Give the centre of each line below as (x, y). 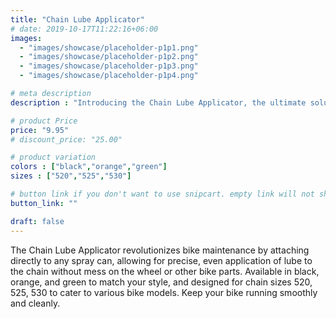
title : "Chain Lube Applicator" (77, 19)
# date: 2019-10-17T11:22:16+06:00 (84, 29)
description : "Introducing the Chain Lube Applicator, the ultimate (158, 102)
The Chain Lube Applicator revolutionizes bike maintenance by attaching (160, 250)
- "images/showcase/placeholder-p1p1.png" (109, 47)
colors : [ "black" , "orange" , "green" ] (89, 167)
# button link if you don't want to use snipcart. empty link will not (162, 194)
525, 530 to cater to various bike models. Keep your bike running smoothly (164, 292)
